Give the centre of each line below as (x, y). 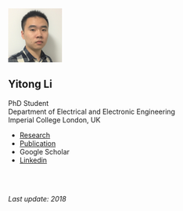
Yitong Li (30, 84)
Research (35, 135)
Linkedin (33, 160)
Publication (38, 143)
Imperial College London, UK (54, 120)
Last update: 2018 (37, 198)
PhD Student (29, 103)
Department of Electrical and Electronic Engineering (92, 111)
